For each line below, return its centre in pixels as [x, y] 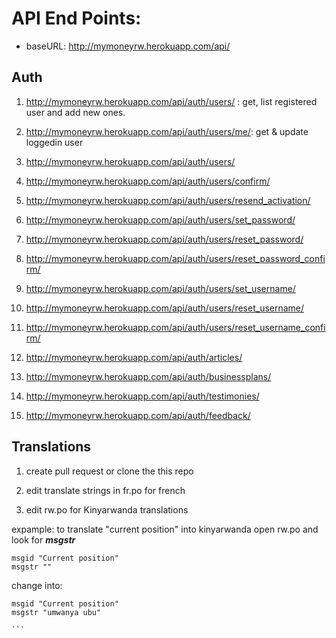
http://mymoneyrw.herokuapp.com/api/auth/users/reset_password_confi [175, 258]
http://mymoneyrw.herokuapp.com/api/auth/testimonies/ [142, 396]
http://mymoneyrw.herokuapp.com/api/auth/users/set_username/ [160, 288]
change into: [37, 585]
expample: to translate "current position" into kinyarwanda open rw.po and [165, 529]
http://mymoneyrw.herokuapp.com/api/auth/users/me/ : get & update [167, 131]
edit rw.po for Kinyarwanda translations [107, 509]
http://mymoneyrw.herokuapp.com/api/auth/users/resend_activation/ [168, 200]
